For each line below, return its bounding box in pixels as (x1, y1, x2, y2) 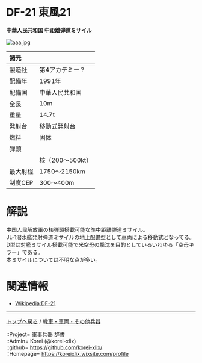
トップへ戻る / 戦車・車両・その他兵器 (6, 317, 101, 325)
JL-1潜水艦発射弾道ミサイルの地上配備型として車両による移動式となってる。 (6, 233, 195, 241)
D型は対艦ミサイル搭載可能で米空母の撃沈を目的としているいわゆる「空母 (6, 241, 189, 248)
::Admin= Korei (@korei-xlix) (6, 337, 76, 344)
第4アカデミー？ (39, 66, 86, 74)
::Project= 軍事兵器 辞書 (6, 330, 65, 338)
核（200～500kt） (39, 156, 93, 164)
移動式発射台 (39, 122, 76, 130)
